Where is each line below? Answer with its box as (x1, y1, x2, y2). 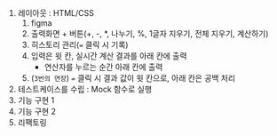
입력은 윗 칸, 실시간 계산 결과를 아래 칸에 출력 (30, 51, 187, 60)
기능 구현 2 (17, 106, 56, 116)
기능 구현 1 (17, 95, 55, 105)
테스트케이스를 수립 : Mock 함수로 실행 (17, 84, 153, 94)
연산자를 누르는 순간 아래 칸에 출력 (44, 61, 163, 72)
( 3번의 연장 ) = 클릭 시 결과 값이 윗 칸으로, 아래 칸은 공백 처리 (30, 73, 236, 83)
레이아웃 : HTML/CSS (17, 8, 95, 18)
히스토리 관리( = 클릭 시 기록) (30, 39, 129, 50)
